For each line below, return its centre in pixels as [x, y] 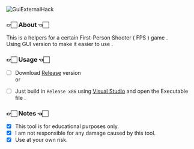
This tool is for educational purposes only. [67, 126]
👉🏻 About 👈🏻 [28, 25]
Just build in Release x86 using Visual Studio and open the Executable [102, 91]
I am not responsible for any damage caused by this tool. [85, 133]
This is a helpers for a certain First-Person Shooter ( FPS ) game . [87, 38]
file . [20, 98]
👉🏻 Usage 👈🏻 [28, 60]
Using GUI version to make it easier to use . [60, 44]
